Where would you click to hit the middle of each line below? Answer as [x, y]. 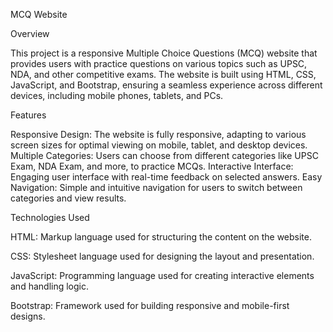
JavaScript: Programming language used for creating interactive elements [162, 275]
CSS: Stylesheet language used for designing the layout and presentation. [162, 256]
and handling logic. [49, 286]
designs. [28, 316]
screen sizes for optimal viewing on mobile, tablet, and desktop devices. [159, 145]
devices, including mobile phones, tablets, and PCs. [117, 95]
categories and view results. [68, 198]
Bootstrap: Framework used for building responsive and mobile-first [150, 305]
